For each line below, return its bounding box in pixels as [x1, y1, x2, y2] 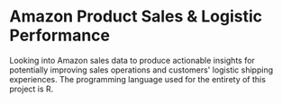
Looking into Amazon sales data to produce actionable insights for [9, 55, 255, 65]
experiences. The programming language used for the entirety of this [9, 73, 266, 84]
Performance [9, 25, 111, 46]
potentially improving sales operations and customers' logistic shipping [9, 64, 274, 75]
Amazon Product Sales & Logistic [9, 6, 263, 27]
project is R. [9, 83, 54, 94]
